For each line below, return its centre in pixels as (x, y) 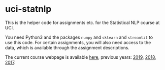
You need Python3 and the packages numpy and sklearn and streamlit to (79, 37)
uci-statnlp (28, 9)
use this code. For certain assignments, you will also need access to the (78, 42)
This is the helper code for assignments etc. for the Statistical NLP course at (82, 23)
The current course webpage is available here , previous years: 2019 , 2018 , (81, 57)
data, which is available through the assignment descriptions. (67, 47)
